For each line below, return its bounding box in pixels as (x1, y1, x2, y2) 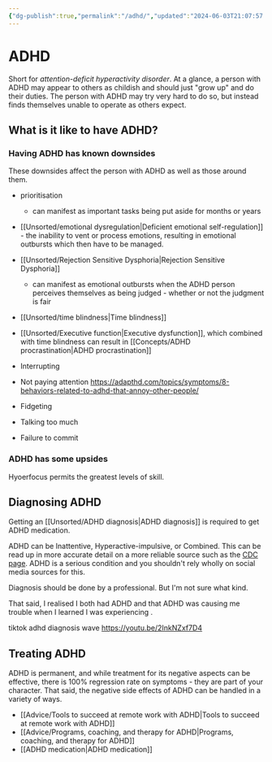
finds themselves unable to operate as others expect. (8, 99, 187, 110)
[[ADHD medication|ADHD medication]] (19, 745, 153, 755)
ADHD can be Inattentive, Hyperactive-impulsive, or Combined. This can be (8, 542, 261, 551)
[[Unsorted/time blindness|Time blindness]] (19, 312, 167, 322)
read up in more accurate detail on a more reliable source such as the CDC (8, 550, 258, 560)
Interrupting (19, 361, 60, 371)
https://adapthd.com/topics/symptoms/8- (90, 377, 230, 387)
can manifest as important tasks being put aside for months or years (32, 207, 261, 216)
